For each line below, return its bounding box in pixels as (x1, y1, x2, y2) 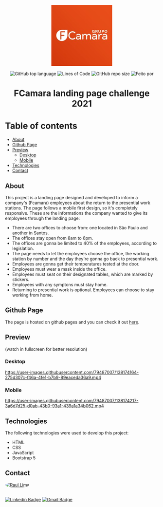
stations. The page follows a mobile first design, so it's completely (5, 205, 138, 211)
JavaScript (12, 450, 34, 455)
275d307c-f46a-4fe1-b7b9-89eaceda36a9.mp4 (5, 375, 101, 380)
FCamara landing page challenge (14, 88, 150, 99)
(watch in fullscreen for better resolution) (5, 346, 88, 352)
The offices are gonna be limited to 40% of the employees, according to (12, 240, 157, 246)
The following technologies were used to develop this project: (5, 430, 129, 435)
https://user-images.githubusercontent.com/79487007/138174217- (5, 398, 139, 404)
